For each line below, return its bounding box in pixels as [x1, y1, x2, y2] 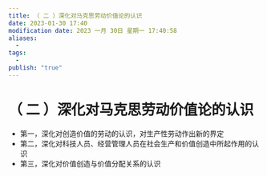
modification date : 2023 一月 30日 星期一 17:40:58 [8, 26, 178, 34]
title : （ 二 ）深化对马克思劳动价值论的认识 [8, 11, 143, 20]
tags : [8, 49, 26, 57]
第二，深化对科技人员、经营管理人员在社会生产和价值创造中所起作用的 [19, 138, 253, 148]
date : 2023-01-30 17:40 [8, 19, 88, 27]
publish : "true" [8, 64, 63, 72]
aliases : [8, 34, 38, 42]
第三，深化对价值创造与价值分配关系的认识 [19, 158, 161, 168]
